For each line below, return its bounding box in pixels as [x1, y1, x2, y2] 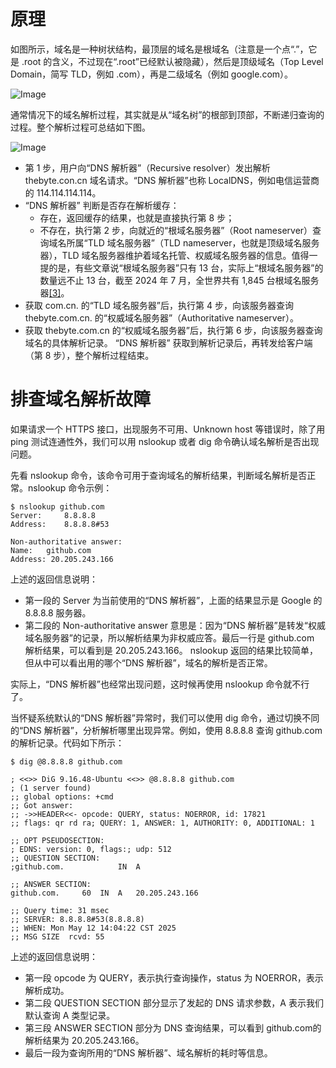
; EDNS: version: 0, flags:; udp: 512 [10, 844, 172, 854]
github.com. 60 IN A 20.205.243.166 [10, 888, 199, 898]
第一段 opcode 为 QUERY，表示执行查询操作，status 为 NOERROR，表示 [24, 971, 324, 984]
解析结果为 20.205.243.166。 [24, 1034, 145, 1046]
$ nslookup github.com [10, 501, 105, 512]
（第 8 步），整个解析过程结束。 [24, 349, 155, 361]
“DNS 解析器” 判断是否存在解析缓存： [24, 199, 180, 211]
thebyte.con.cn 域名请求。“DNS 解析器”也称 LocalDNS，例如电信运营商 [24, 174, 320, 186]
